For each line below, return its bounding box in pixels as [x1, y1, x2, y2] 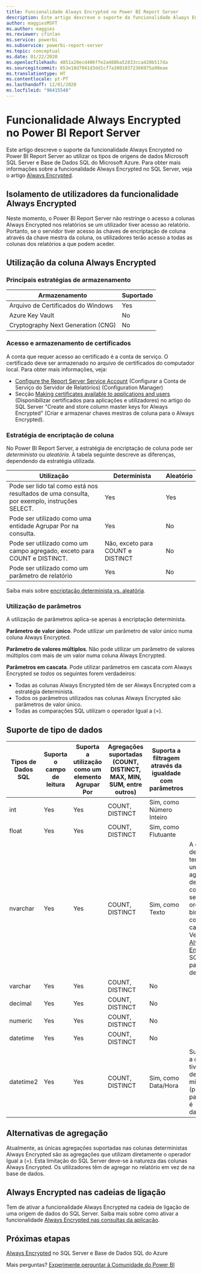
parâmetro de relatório [9, 571, 73, 579]
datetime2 [9, 1077, 38, 1086]
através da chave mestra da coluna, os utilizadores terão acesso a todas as [6, 233, 193, 241]
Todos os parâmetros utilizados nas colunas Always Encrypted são [14, 695, 182, 702]
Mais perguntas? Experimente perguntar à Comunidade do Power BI [6, 1261, 175, 1269]
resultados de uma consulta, [9, 489, 90, 497]
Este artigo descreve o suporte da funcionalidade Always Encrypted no [6, 146, 182, 153]
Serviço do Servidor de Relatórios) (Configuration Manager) [14, 383, 164, 391]
